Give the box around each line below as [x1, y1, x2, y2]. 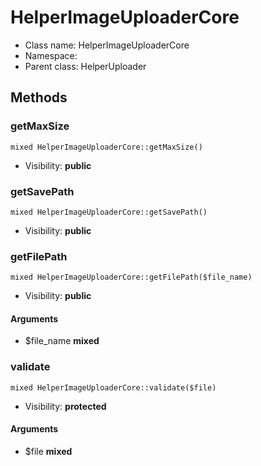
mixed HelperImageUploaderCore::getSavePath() [10, 207, 208, 217]
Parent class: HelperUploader [24, 60, 147, 72]
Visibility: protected [24, 400, 107, 412]
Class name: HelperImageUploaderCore [24, 39, 190, 51]
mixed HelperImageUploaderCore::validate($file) [10, 382, 217, 393]
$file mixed [24, 445, 73, 457]
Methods [10, 89, 68, 106]
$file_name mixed [24, 335, 100, 347]
